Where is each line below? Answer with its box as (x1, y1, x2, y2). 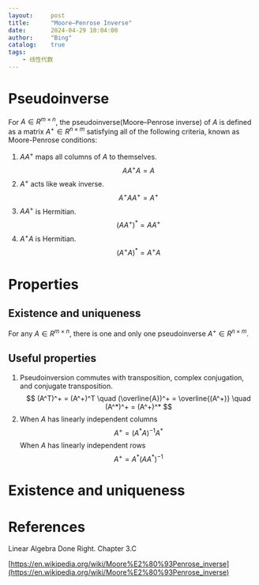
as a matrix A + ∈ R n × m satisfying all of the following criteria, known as (8, 126, 240, 137)
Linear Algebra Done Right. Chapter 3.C (8, 544, 137, 553)
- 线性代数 (22, 56, 54, 64)
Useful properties (8, 352, 97, 365)
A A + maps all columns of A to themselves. (19, 151, 157, 161)
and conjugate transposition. (19, 381, 113, 391)
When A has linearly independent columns (19, 414, 158, 424)
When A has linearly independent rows (19, 440, 146, 450)
